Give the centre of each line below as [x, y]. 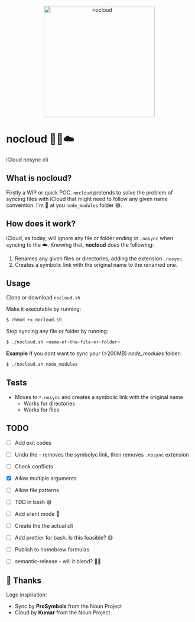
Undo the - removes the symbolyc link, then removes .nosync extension [102, 454]
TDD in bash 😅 [33, 502]
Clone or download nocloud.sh [43, 298]
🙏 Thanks [24, 580]
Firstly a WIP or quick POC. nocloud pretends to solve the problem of [90, 192]
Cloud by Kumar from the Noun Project [62, 613]
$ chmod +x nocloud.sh [34, 320]
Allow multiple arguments [45, 478]
